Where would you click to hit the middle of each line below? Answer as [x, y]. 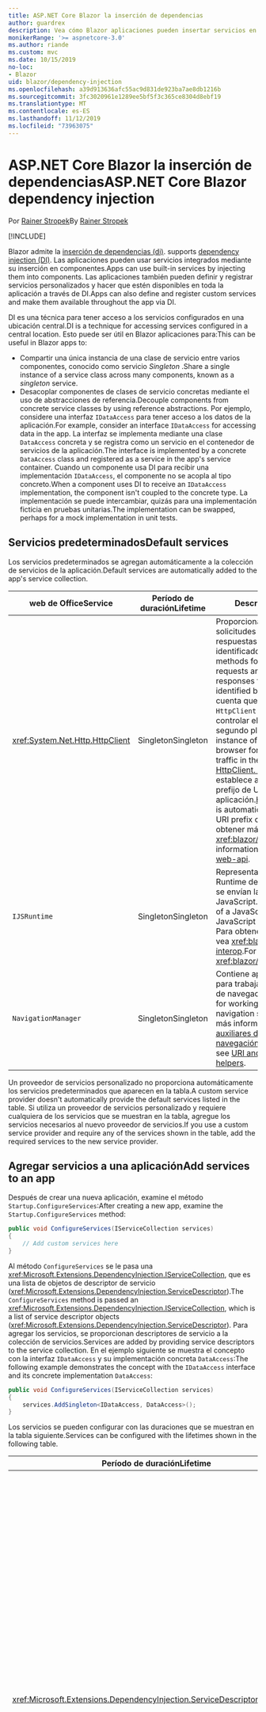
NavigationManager [47, 1018]
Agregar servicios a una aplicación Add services [129, 1166]
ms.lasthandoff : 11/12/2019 [55, 119]
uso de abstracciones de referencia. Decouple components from [124, 400]
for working [237, 1003]
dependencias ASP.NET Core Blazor [127, 182]
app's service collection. [48, 578]
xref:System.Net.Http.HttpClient [71, 740]
